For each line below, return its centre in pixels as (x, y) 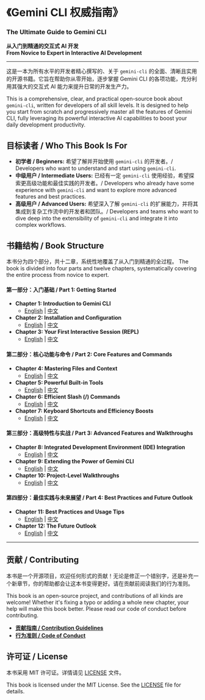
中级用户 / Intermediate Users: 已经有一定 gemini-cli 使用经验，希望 (102, 175)
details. (16, 691)
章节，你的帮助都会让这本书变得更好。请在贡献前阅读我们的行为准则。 (105, 583)
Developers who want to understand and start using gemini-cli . (95, 168)
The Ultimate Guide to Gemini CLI (56, 32)
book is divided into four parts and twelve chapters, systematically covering (102, 268)
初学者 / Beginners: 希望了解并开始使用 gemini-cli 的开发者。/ (94, 161)
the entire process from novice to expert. (58, 275)
